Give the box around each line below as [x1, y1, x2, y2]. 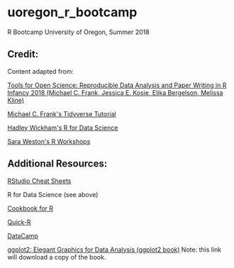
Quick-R [7, 218, 31, 226]
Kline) [7, 96, 25, 104]
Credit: [7, 48, 39, 60]
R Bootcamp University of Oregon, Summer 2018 [7, 28, 150, 36]
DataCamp [7, 231, 39, 240]
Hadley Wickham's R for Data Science [7, 123, 118, 132]
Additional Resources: [7, 157, 108, 170]
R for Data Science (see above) [7, 190, 99, 199]
